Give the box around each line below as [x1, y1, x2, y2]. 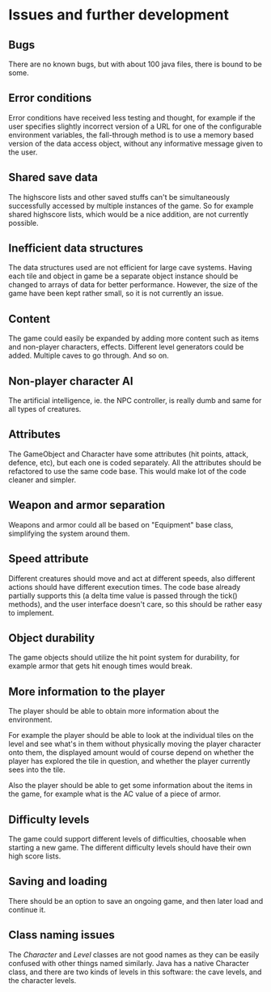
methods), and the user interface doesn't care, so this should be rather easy [8, 599, 263, 608]
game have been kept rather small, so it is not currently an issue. [8, 289, 224, 299]
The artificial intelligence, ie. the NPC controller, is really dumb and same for [8, 396, 262, 405]
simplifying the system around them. [8, 528, 130, 538]
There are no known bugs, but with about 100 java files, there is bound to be [8, 59, 263, 69]
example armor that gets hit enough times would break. [8, 661, 193, 671]
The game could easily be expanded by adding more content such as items [8, 333, 260, 343]
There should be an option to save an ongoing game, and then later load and [8, 896, 264, 905]
